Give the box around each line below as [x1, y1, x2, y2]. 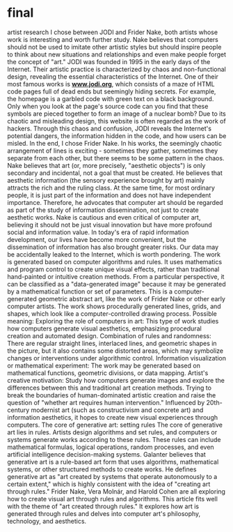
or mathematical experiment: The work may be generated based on [7, 361, 200, 370]
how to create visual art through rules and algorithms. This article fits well [7, 494, 218, 503]
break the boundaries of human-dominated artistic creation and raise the [7, 390, 216, 399]
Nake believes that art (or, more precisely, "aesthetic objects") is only [7, 161, 206, 169]
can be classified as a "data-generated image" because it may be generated [7, 280, 226, 288]
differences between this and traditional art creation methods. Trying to [7, 383, 212, 392]
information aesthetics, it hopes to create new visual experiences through [7, 413, 218, 421]
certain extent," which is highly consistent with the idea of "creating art [7, 480, 211, 488]
